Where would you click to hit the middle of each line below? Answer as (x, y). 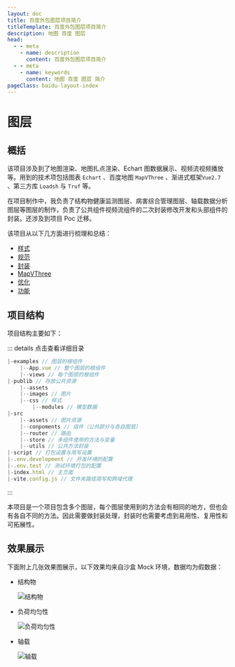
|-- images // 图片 (45, 394)
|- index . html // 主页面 (40, 472)
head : (15, 40)
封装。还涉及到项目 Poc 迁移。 (51, 219)
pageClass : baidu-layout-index (53, 86)
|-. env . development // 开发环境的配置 (60, 459)
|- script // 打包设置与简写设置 (50, 453)
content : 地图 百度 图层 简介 (66, 79)
